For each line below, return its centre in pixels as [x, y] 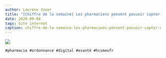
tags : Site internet [26, 23]
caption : [14, 28]
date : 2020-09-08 [23, 19]
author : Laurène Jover [28, 10]
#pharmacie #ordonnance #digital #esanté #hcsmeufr [59, 51]
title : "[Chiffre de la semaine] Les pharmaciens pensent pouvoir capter [83, 14]
